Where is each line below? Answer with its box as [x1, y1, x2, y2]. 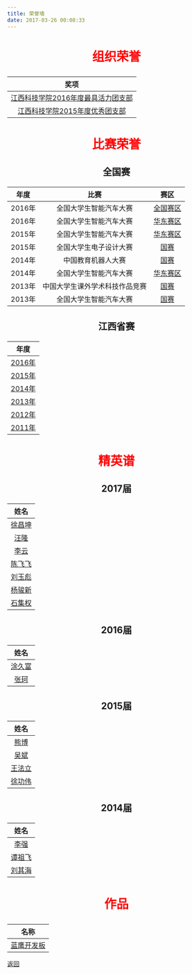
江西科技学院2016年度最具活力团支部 [10, 93, 133, 103]
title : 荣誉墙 [7, 10, 45, 17]
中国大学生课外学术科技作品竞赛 [42, 282, 147, 292]
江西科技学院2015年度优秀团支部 [17, 106, 126, 115]
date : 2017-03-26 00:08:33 [7, 17, 85, 24]
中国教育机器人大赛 [63, 255, 126, 265]
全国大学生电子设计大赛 [56, 242, 133, 252]
